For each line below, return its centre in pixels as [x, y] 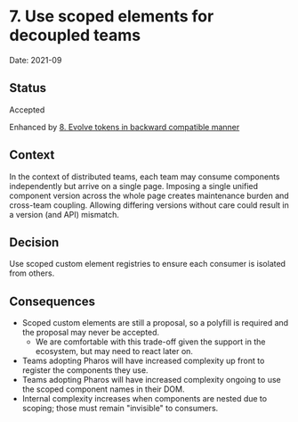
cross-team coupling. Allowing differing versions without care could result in [149, 205]
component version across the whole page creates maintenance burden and [149, 195]
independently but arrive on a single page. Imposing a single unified [134, 186]
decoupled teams [75, 35]
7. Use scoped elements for [112, 17]
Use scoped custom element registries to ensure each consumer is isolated [148, 264]
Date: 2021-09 [36, 60]
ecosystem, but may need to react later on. [114, 352]
